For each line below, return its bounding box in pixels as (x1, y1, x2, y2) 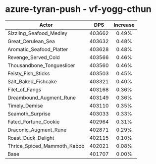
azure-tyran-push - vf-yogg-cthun (5, 3, 152, 15)
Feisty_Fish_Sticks (7, 70, 50, 77)
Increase (113, 21, 135, 28)
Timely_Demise (7, 102, 43, 109)
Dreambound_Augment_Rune (7, 94, 76, 101)
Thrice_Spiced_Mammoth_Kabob (7, 142, 85, 149)
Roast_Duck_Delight (7, 134, 54, 141)
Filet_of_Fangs (7, 86, 41, 93)
